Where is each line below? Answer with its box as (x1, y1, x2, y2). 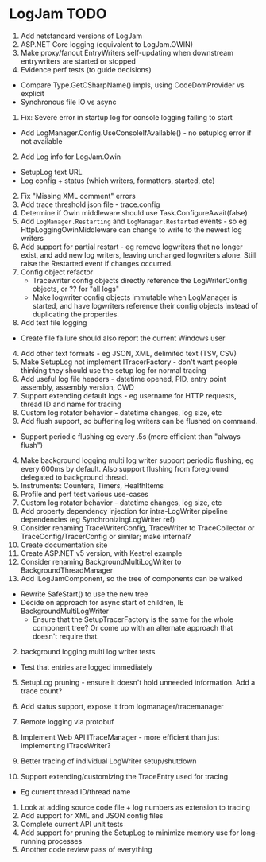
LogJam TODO (9, 5, 107, 23)
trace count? (20, 685, 63, 696)
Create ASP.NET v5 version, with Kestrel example (20, 548, 183, 557)
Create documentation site (20, 540, 108, 549)
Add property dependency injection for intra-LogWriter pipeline (20, 506, 229, 515)
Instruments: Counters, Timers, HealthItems (20, 480, 164, 490)
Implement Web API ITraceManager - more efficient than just (20, 732, 220, 742)
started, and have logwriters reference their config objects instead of (32, 301, 259, 310)
